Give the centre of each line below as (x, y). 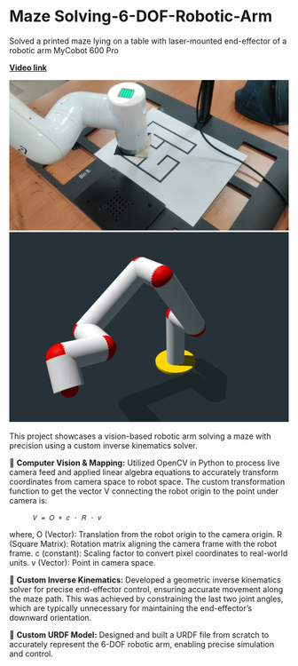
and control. (31, 654)
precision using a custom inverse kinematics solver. (103, 445)
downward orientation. (51, 617)
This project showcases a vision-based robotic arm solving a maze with (140, 436)
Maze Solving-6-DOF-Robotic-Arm (141, 16)
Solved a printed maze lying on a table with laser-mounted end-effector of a (148, 41)
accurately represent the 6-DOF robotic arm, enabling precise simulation (142, 644)
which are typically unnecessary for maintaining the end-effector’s (131, 608)
